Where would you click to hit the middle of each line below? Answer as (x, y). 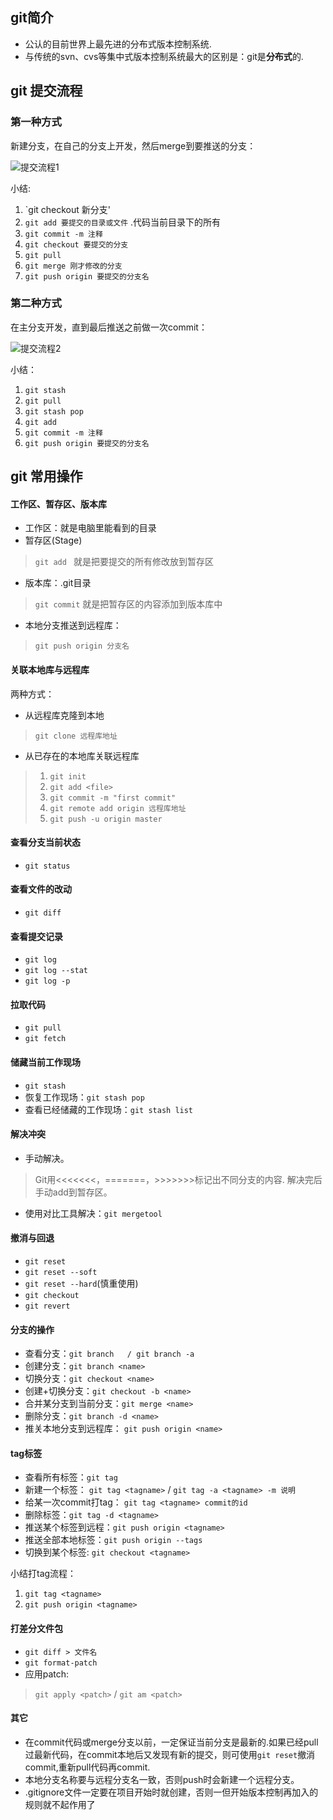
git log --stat (56, 971)
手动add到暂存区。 (73, 1192)
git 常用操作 (46, 476)
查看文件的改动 (41, 889)
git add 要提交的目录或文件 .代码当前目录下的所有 (123, 222)
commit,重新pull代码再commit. (87, 1767)
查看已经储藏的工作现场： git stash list (109, 1109)
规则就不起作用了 (60, 1804)
